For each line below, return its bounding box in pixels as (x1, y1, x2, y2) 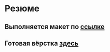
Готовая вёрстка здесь (4, 39, 79, 47)
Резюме (4, 3, 40, 14)
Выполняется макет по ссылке (4, 23, 105, 31)
